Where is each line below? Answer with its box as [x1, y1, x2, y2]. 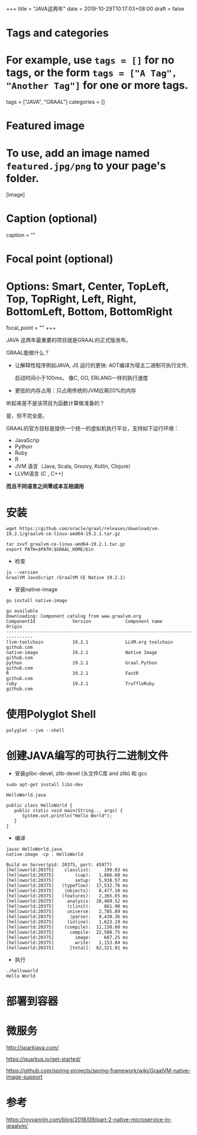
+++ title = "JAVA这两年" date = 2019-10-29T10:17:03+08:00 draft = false [6, 5, 185, 12]
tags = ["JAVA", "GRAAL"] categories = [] [6, 99, 105, 106]
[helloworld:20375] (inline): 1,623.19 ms [6, 919, 128, 925]
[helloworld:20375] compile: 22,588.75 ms [6, 930, 128, 936]
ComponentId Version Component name [6, 619, 163, 624]
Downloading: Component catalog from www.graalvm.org [6, 613, 142, 619]
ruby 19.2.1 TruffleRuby [6, 681, 155, 687]
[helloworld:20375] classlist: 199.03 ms [6, 867, 128, 873]
